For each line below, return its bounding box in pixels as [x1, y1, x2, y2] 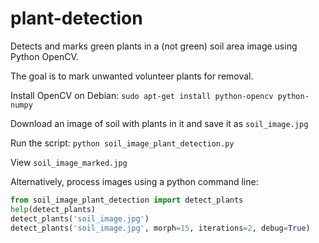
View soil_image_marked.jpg [10, 156, 128, 168]
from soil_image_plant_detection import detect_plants [10, 195, 244, 205]
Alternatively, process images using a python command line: [10, 175, 259, 187]
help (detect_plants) [10, 204, 97, 214]
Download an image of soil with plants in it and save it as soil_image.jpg [10, 117, 309, 129]
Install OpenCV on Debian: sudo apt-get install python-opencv [10, 89, 274, 101]
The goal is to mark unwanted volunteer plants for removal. [10, 70, 254, 82]
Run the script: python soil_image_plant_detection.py [10, 137, 235, 149]
